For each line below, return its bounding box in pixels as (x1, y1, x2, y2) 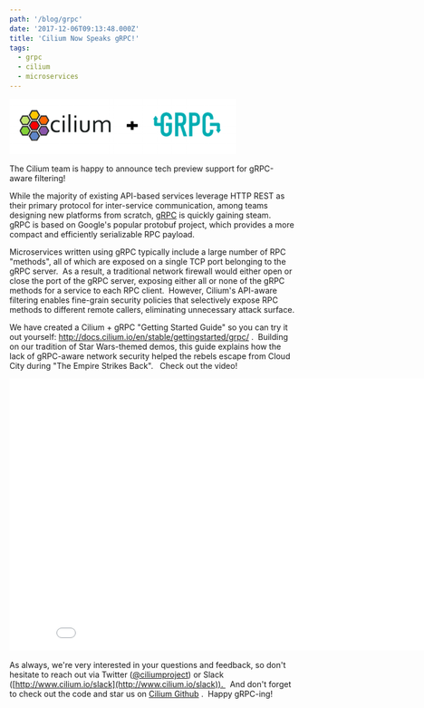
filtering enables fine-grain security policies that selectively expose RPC (9, 295, 279, 306)
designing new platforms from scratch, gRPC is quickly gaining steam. (9, 209, 272, 220)
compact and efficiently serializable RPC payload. (9, 228, 195, 239)
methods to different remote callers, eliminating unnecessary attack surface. (9, 304, 295, 315)
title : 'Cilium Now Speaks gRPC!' (9, 34, 140, 43)
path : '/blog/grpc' (9, 15, 83, 24)
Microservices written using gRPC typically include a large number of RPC (9, 246, 287, 257)
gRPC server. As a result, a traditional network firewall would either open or (9, 266, 293, 276)
